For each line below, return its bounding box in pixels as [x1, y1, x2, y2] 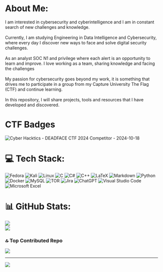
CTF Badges [5, 119, 55, 130]
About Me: [5, 3, 49, 14]
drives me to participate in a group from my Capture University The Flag [5, 81, 149, 87]
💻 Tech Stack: [5, 153, 65, 164]
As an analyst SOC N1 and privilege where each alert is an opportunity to [5, 55, 150, 61]
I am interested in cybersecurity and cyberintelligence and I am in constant [5, 19, 154, 25]
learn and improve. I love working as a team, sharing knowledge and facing [5, 60, 155, 66]
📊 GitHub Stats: [5, 201, 71, 212]
